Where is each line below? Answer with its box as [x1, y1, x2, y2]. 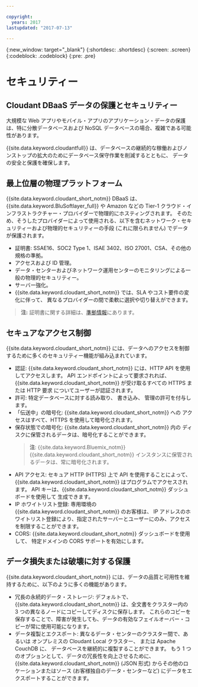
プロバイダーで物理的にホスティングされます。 [63, 210, 176, 217]
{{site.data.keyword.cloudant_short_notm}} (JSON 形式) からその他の [14, 660, 183, 667]
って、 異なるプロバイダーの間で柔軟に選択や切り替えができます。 [30, 296, 191, 303]
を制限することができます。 [14, 523, 82, 530]
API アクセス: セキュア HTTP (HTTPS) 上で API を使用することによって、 [14, 471, 191, 478]
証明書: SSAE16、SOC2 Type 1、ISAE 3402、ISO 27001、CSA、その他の [14, 245, 191, 252]
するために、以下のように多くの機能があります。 [11, 581, 130, 588]
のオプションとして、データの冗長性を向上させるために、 [14, 652, 155, 659]
